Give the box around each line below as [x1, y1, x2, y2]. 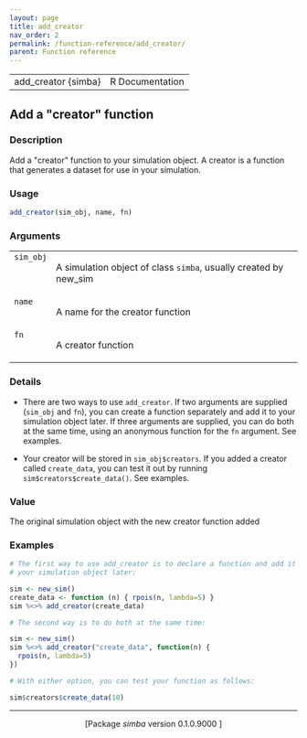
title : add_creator [9, 22, 84, 31]
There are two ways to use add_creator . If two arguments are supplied [22, 396, 288, 407]
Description [9, 134, 63, 146]
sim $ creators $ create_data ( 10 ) [9, 692, 125, 702]
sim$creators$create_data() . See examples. [22, 472, 190, 483]
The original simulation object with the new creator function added [9, 516, 260, 527]
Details [9, 376, 42, 389]
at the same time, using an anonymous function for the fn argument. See [22, 425, 297, 436]
